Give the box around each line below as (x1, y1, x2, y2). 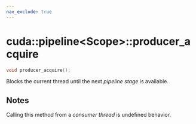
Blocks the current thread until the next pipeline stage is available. (6, 78, 169, 85)
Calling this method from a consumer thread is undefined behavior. (6, 111, 171, 119)
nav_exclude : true (6, 8, 52, 15)
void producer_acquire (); (6, 67, 71, 73)
